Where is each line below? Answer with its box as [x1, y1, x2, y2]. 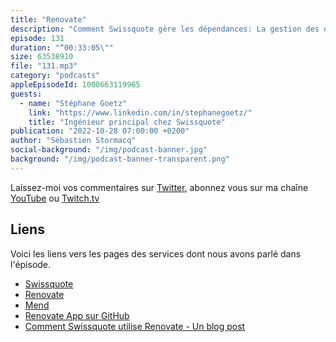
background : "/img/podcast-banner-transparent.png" [10, 154, 230, 164]
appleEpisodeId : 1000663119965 [10, 80, 141, 90]
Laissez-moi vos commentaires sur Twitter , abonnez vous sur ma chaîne [10, 181, 309, 193]
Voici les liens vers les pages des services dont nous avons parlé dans [10, 247, 302, 260]
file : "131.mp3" [10, 61, 78, 71]
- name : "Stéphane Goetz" [19, 98, 128, 108]
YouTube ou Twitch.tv [10, 192, 100, 204]
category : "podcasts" [10, 71, 101, 81]
